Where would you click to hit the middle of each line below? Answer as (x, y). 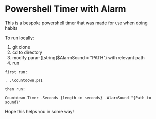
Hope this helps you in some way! (39, 111)
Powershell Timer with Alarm (66, 9)
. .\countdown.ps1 (24, 80)
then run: (15, 89)
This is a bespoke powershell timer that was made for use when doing (76, 23)
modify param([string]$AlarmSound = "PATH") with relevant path (78, 57)
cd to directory (27, 52)
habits (11, 28)
